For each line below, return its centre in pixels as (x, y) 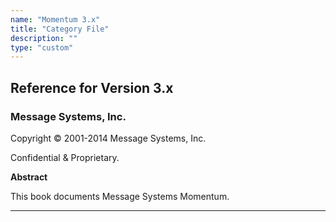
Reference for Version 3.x (92, 87)
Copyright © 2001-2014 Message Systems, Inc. (108, 138)
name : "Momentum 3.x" (55, 19)
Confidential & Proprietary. (65, 157)
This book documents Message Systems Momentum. (120, 196)
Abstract (29, 177)
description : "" (44, 38)
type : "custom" (42, 47)
